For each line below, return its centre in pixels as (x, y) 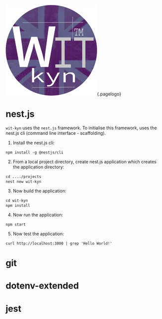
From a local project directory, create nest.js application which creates (84, 161)
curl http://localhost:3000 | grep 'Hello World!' (59, 243)
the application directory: (38, 167)
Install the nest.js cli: (34, 143)
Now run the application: (38, 215)
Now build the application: (39, 191)
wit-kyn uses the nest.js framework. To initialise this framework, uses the (81, 128)
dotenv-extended (42, 286)
